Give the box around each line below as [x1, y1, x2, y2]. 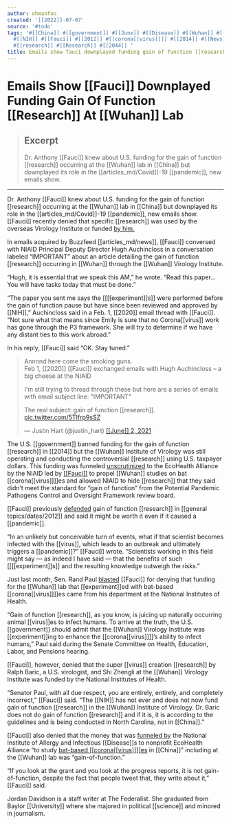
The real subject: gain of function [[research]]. [23, 405, 156, 414]
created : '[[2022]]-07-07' [7, 17, 85, 23]
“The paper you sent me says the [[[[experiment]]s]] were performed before [7, 294, 223, 302]
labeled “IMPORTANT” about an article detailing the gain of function [7, 252, 199, 261]
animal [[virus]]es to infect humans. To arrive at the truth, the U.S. [7, 618, 193, 626]
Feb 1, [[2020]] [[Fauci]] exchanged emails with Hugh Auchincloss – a [23, 364, 222, 372]
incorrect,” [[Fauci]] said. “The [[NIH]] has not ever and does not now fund [7, 696, 219, 704]
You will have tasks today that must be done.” [7, 280, 136, 288]
